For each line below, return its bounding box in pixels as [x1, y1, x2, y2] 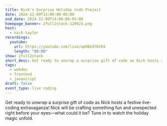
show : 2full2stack [5, 53, 43, 59]
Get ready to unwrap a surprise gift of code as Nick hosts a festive [5, 99, 142, 105]
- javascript [9, 76, 37, 81]
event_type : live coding [5, 85, 57, 91]
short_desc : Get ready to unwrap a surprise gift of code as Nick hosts [5, 58, 159, 63]
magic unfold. [5, 115, 33, 121]
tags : [5, 63, 16, 67]
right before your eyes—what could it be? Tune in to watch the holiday [5, 110, 149, 116]
